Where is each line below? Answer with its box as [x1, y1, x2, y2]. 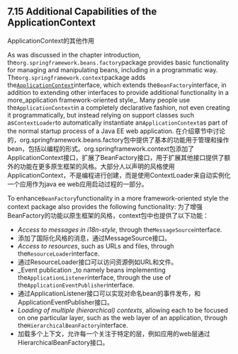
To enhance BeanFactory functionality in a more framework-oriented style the [7, 194, 229, 202]
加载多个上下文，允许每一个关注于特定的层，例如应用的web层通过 [17, 329, 210, 338]
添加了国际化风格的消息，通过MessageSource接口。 [17, 234, 171, 242]
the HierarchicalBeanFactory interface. [17, 321, 129, 329]
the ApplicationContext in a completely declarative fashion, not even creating [7, 103, 230, 112]
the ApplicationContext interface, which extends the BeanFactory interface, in [7, 81, 227, 89]
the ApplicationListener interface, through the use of [17, 273, 171, 282]
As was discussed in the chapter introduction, [7, 50, 141, 59]
